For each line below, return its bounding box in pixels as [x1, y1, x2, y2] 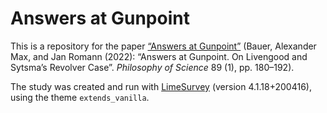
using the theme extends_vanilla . [10, 91, 150, 103]
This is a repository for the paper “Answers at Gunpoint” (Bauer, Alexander [10, 40, 317, 52]
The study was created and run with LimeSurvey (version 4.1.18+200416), [10, 80, 312, 92]
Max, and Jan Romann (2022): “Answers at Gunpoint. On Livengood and [10, 50, 308, 62]
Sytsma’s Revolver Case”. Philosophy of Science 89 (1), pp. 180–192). [10, 61, 295, 73]
